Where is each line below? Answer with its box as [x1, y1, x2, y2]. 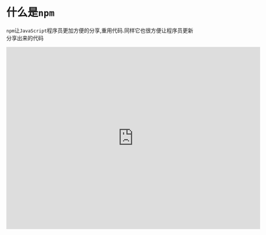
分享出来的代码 [6, 34, 44, 41]
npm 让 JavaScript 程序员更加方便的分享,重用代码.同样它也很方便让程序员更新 [6, 27, 194, 34]
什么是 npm [6, 5, 55, 19]
